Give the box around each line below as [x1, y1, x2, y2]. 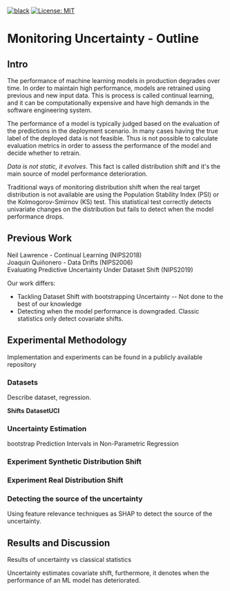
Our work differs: [7, 279, 56, 287]
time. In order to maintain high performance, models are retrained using [7, 84, 211, 92]
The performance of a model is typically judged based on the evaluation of [7, 120, 220, 127]
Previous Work [7, 233, 73, 244]
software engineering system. [7, 106, 92, 114]
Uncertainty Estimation [7, 424, 87, 433]
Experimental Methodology [7, 334, 127, 346]
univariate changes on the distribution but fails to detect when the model [7, 205, 214, 213]
